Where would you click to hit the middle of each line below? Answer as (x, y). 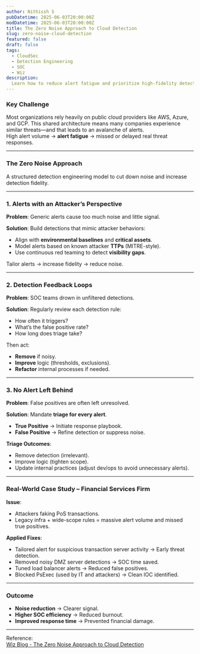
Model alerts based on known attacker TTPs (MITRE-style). (87, 246)
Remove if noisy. (35, 357)
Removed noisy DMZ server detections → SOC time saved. (87, 562)
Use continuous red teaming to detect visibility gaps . (80, 252)
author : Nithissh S (30, 12)
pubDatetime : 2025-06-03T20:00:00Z (50, 17)
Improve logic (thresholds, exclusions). (63, 363)
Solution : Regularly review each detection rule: (64, 309)
